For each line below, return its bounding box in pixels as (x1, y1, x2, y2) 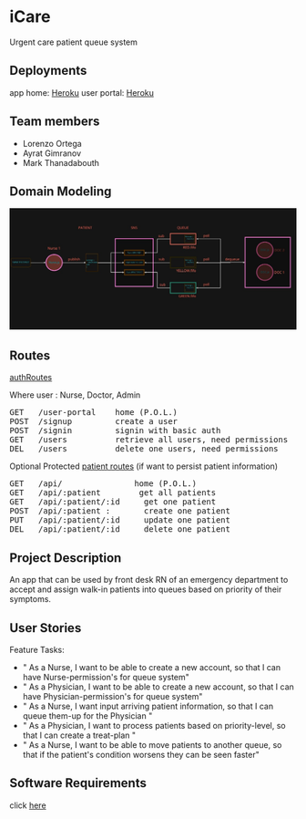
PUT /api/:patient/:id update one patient (9, 515, 230, 525)
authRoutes (9, 372, 53, 383)
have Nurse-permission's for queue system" (22, 671, 189, 682)
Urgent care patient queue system (9, 36, 138, 47)
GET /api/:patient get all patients (9, 488, 217, 498)
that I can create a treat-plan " (22, 730, 137, 741)
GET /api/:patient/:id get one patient (9, 497, 217, 507)
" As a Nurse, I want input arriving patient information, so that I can (22, 700, 274, 711)
